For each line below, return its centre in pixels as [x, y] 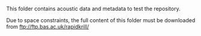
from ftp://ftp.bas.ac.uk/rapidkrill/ [48, 27]
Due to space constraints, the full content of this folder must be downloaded [101, 20]
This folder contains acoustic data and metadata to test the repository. [93, 9]
